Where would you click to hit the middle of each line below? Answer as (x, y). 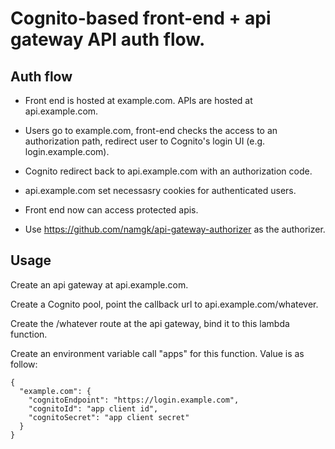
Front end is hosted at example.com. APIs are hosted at (138, 100)
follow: (24, 364)
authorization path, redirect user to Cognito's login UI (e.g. (145, 141)
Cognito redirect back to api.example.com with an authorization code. (168, 171)
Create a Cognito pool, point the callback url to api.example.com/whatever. (164, 304)
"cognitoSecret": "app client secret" (109, 417)
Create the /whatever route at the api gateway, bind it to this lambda (150, 323)
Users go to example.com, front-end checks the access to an (151, 130)
